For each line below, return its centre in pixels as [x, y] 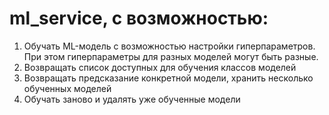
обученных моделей [67, 88]
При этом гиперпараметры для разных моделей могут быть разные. [171, 56]
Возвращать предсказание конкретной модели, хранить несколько [168, 78]
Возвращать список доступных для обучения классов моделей [160, 67]
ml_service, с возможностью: [139, 18]
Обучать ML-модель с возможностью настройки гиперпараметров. [169, 46]
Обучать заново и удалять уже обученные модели [132, 99]
